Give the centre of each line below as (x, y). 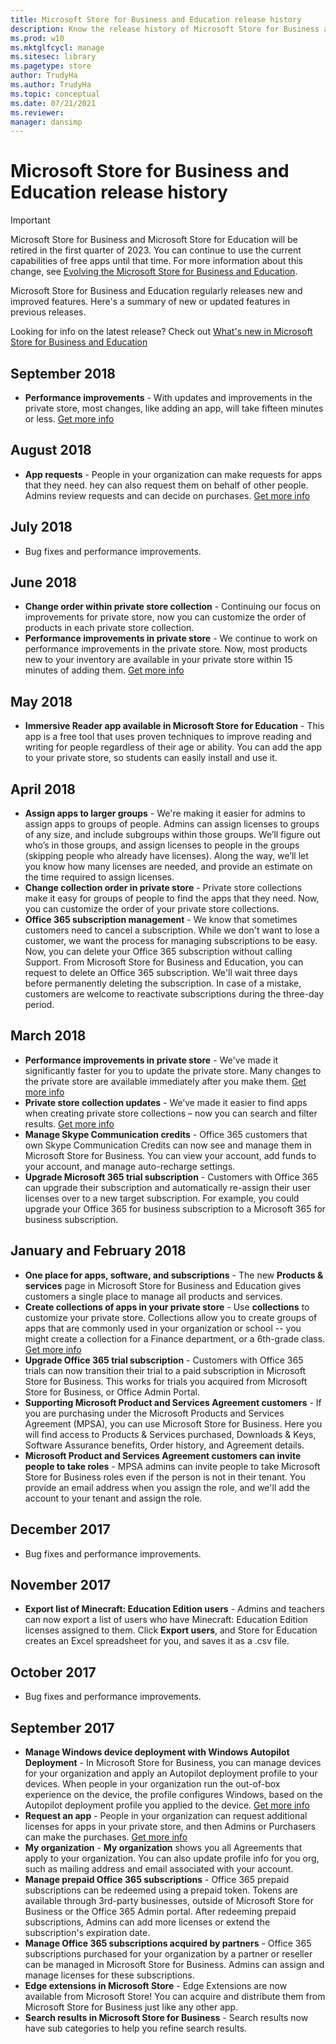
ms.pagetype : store (51, 66)
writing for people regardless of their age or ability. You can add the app (173, 747)
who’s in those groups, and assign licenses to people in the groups (162, 845)
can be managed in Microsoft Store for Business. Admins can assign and (174, 1964)
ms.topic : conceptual (55, 94)
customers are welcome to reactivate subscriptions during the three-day (174, 994)
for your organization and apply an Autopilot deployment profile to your (171, 1773)
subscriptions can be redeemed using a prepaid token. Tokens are (161, 1890)
